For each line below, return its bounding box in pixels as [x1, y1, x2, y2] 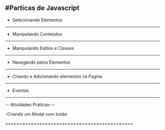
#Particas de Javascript [5, 4, 80, 12]
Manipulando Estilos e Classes [12, 45, 75, 51]
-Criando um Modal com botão [5, 111, 68, 117]
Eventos [12, 87, 29, 93]
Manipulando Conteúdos [12, 31, 62, 37]
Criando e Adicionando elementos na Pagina [12, 73, 103, 79]
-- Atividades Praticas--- [5, 102, 55, 107]
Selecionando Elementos [12, 17, 63, 23]
